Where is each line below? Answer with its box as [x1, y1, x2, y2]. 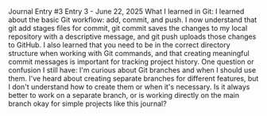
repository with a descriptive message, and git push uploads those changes [8, 32, 257, 41]
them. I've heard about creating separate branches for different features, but [8, 74, 259, 83]
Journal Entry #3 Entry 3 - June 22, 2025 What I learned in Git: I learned [8, 7, 245, 16]
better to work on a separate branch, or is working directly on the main [8, 91, 240, 99]
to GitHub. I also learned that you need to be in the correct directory [8, 40, 230, 50]
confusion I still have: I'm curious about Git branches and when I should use [8, 65, 257, 74]
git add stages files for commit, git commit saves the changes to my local [8, 24, 248, 32]
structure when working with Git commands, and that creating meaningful [8, 49, 250, 58]
